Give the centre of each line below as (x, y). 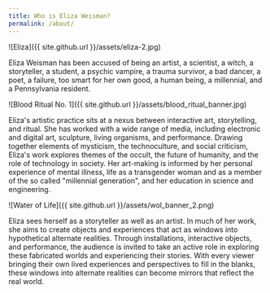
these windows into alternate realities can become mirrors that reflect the (131, 273)
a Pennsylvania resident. (50, 88)
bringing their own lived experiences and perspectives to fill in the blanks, (132, 264)
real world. (26, 281)
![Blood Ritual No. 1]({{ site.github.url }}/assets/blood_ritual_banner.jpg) (128, 104)
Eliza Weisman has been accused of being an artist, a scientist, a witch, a (131, 63)
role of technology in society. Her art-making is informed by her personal (131, 163)
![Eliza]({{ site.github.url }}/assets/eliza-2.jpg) (85, 46)
